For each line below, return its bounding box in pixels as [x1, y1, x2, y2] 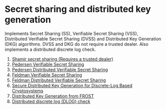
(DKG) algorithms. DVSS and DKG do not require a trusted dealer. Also [4, 41, 149, 47]
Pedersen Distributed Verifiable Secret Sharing [11, 66, 108, 73]
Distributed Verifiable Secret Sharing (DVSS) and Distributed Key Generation [4, 36, 162, 42]
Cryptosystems [11, 88, 43, 94]
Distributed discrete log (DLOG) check [11, 98, 91, 104]
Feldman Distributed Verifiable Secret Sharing [11, 77, 106, 83]
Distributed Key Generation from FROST [11, 93, 94, 99]
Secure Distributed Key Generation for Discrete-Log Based [11, 82, 133, 88]
